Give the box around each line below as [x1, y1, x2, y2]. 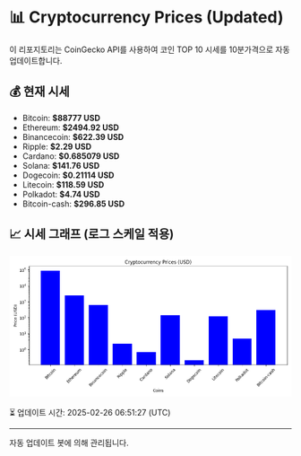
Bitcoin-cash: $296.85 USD [21, 198, 125, 209]
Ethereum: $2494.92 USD [21, 122, 119, 133]
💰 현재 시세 [9, 84, 70, 100]
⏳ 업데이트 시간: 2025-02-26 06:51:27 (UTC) [9, 407, 171, 417]
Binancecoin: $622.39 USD [21, 131, 125, 142]
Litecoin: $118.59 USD [21, 179, 105, 189]
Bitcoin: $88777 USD [21, 112, 101, 123]
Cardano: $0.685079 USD [21, 150, 120, 162]
